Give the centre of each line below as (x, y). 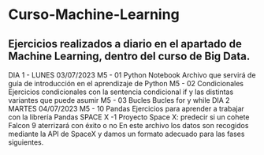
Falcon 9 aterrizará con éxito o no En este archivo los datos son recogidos (128, 125)
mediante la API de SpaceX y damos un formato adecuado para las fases (126, 134)
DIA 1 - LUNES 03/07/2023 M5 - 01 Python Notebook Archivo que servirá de (132, 75)
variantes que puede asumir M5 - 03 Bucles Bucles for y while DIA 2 (119, 100)
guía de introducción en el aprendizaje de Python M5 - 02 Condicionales (126, 83)
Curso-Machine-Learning (94, 15)
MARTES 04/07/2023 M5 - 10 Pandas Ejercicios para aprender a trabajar (126, 109)
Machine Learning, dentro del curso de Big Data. (129, 56)
